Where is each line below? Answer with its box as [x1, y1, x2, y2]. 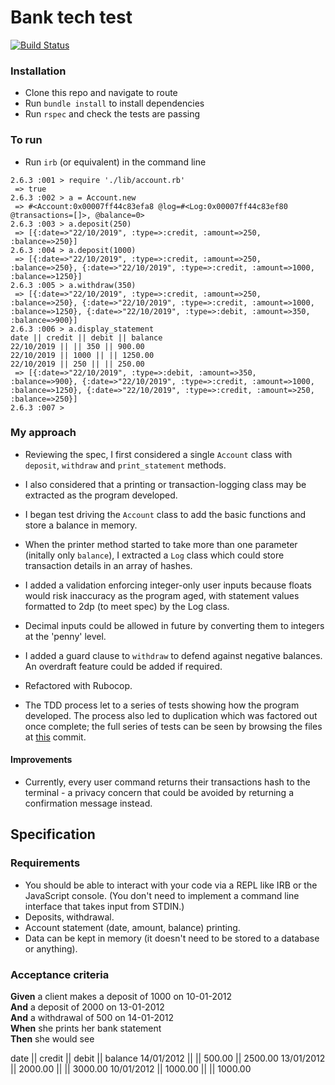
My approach [10, 426, 77, 440]
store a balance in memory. [24, 519, 138, 531]
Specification [10, 826, 96, 843]
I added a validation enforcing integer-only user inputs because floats [24, 579, 312, 591]
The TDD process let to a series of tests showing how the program [24, 699, 300, 711]
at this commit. [24, 731, 87, 743]
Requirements [10, 856, 81, 870]
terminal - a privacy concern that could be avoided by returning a [24, 787, 294, 799]
